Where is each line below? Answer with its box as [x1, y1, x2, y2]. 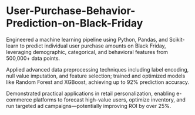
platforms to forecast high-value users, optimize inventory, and [33, 96, 186, 103]
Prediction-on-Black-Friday [6, 16, 143, 30]
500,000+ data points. [6, 55, 60, 62]
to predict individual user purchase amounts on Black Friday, [19, 42, 166, 49]
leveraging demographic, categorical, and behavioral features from [6, 48, 169, 55]
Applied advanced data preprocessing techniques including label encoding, [6, 66, 189, 73]
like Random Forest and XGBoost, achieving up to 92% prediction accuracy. [6, 78, 190, 86]
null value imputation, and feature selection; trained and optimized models [6, 72, 186, 79]
